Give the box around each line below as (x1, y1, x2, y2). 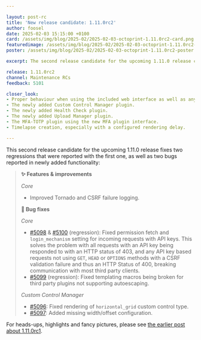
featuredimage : (6, 42, 44, 48)
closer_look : (6, 91, 39, 97)
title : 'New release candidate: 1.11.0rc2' (6, 19, 117, 26)
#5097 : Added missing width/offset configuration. (29, 309, 153, 316)
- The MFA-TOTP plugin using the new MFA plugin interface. (6, 119, 160, 125)
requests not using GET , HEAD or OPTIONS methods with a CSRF (29, 254, 181, 261)
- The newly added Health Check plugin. (6, 108, 109, 114)
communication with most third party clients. (29, 267, 140, 274)
